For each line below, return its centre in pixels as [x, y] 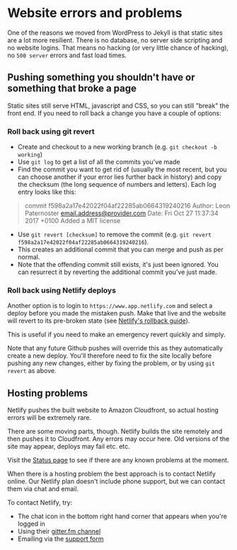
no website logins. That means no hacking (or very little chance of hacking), [118, 47]
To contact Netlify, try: [40, 503]
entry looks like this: [47, 192]
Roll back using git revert [51, 131]
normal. [29, 257]
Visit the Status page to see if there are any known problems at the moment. [118, 460]
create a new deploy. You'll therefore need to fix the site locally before [110, 356]
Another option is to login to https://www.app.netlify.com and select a [110, 306]
